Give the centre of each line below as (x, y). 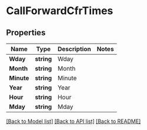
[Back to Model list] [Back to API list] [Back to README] (73, 121)
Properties (26, 33)
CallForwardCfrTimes (60, 11)
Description (74, 49)
